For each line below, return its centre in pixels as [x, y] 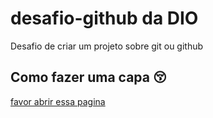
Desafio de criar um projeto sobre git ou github [107, 46]
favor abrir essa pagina [58, 101]
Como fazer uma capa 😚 [88, 77]
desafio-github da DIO [104, 18]
